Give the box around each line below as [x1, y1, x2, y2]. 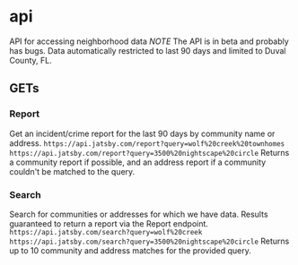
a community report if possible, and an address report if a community [9, 157, 267, 167]
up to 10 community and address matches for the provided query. [9, 244, 251, 256]
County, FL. [9, 55, 52, 65]
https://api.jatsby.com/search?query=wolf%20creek [9, 227, 203, 236]
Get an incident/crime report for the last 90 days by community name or [9, 128, 276, 139]
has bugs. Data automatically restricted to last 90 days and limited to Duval [9, 45, 286, 56]
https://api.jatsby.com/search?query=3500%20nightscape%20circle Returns [9, 235, 290, 246]
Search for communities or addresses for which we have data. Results [9, 209, 268, 219]
